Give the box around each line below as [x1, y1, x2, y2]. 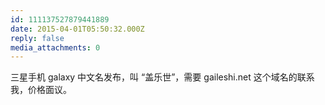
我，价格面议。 [10, 84, 72, 96]
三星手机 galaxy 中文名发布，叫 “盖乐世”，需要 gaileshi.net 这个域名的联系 [10, 71, 315, 83]
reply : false [10, 33, 65, 43]
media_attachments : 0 [10, 42, 101, 53]
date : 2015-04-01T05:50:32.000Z [10, 24, 145, 34]
